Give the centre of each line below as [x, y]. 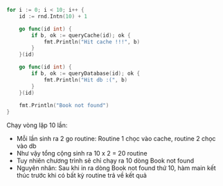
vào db [26, 146]
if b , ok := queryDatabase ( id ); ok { [86, 73]
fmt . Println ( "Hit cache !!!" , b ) [91, 41]
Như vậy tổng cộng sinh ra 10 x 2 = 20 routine [82, 154]
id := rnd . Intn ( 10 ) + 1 [53, 16]
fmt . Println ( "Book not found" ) [64, 106]
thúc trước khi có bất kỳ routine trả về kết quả [81, 176]
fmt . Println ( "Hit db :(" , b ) [86, 80]
